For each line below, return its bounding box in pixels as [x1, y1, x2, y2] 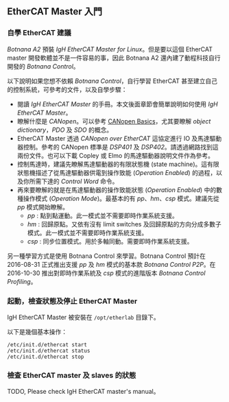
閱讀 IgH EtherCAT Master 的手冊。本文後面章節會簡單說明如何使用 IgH [16, 99, 218, 108]
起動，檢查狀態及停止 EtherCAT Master [7, 296, 138, 306]
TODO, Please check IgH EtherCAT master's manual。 [7, 388, 160, 396]
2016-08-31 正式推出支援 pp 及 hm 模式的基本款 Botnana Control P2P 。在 [7, 260, 216, 268]
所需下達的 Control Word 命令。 [29, 177, 119, 185]
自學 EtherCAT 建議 [7, 28, 72, 38]
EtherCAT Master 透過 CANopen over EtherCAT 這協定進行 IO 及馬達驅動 [16, 134, 222, 142]
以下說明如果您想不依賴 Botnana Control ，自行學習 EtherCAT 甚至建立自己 [7, 77, 218, 85]
